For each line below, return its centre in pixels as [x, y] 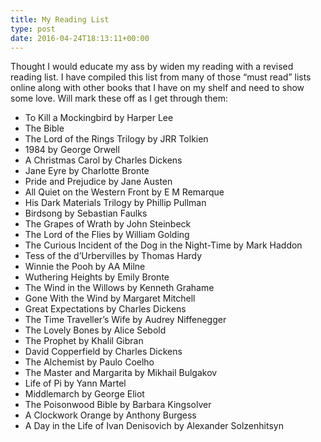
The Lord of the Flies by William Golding [107, 235]
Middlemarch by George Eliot [84, 394]
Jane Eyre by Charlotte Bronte [87, 171]
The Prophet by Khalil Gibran [84, 341]
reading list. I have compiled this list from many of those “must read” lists [161, 77]
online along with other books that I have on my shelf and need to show [157, 88]
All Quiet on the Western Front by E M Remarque [124, 192]
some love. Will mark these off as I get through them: [119, 98]
